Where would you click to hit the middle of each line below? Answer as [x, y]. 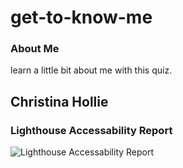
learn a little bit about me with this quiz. [91, 70]
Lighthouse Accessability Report [91, 130]
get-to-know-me [81, 17]
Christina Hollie [59, 101]
